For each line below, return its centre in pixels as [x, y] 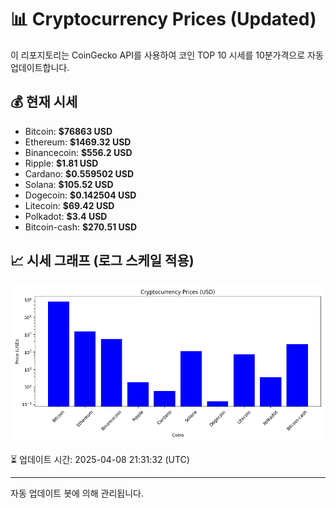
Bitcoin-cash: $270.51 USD [81, 227]
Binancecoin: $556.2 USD [78, 152]
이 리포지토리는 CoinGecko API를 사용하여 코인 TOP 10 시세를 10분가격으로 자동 [167, 55]
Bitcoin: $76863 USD [68, 131]
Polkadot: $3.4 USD [66, 216]
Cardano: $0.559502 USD [79, 173]
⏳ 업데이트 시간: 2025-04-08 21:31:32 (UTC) [100, 459]
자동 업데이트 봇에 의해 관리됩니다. [77, 493]
